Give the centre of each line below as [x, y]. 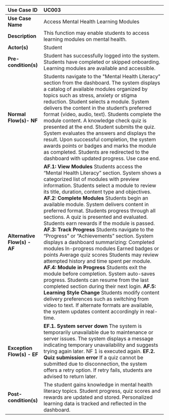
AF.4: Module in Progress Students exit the [95, 267]
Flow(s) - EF [23, 354]
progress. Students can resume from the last [96, 280]
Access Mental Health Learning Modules [92, 21]
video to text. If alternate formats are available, [98, 305]
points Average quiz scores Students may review [101, 255]
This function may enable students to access [96, 33]
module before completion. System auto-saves [99, 274]
